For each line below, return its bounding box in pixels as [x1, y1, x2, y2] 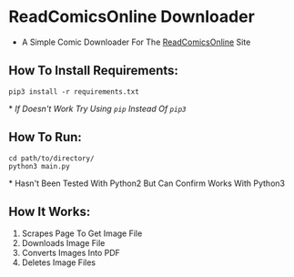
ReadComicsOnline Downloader [8, 6, 256, 27]
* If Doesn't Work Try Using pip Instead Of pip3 [8, 103, 187, 114]
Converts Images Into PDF [21, 248, 120, 259]
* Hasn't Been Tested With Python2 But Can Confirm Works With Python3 [8, 178, 286, 189]
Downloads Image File [21, 238, 106, 249]
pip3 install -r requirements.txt [8, 87, 140, 97]
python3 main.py [8, 161, 70, 170]
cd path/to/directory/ [8, 153, 95, 163]
